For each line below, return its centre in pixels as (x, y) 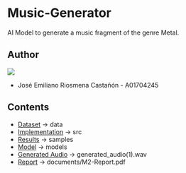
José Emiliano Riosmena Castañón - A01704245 (88, 85)
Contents (28, 107)
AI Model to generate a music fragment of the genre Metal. (93, 32)
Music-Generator (59, 13)
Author (23, 55)
